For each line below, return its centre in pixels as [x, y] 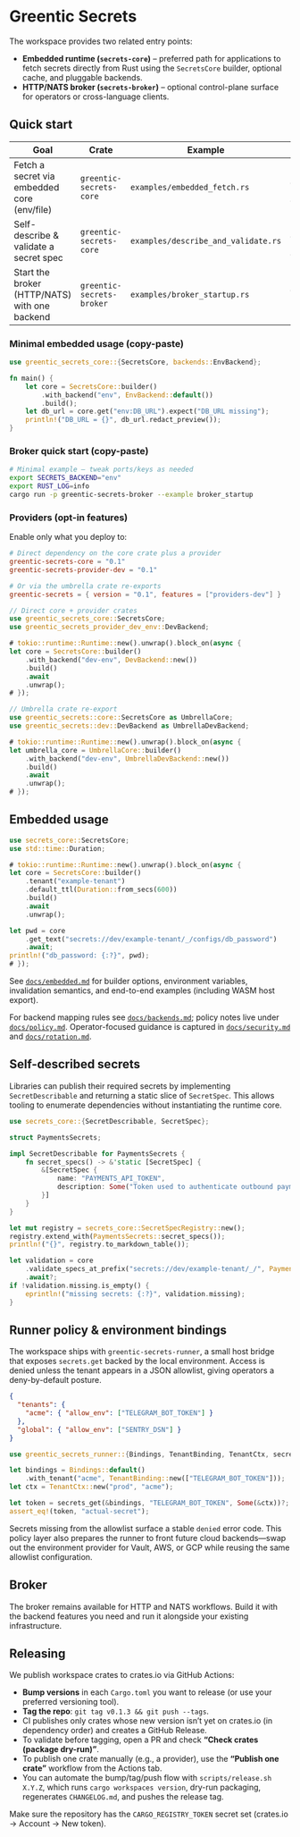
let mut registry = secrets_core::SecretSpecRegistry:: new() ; [127, 1228]
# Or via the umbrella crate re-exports [86, 586]
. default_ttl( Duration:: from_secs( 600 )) [101, 890]
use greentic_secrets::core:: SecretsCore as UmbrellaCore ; [121, 718]
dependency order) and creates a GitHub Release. [114, 1731]
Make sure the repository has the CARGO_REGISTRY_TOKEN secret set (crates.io [149, 1814]
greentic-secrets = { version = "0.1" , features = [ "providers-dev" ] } [145, 594]
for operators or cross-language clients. [96, 97]
